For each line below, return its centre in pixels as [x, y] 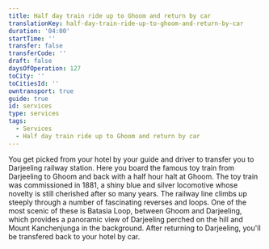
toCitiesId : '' [34, 83]
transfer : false [36, 46]
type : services [34, 114]
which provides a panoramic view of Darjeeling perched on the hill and [126, 219]
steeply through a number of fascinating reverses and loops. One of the [128, 202]
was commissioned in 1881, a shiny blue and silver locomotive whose [123, 185]
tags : [17, 121]
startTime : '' [32, 38]
